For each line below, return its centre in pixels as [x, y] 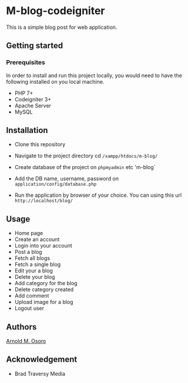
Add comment [32, 296]
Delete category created [44, 289]
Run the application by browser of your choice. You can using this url [98, 195]
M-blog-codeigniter [56, 11]
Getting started [35, 46]
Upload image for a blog [44, 302]
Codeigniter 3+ [33, 99]
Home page [29, 233]
